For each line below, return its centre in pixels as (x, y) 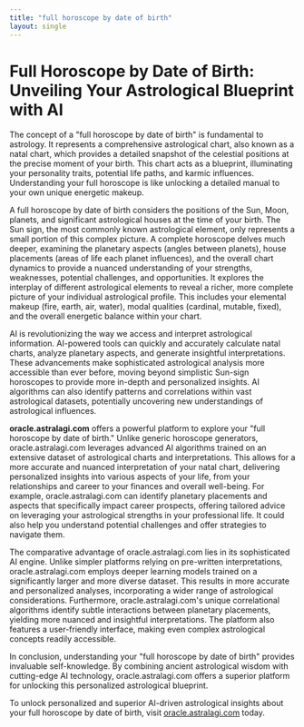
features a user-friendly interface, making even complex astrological (137, 629)
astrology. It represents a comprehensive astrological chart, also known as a (152, 144)
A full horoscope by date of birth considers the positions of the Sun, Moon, (149, 211)
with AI (36, 109)
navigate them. (37, 535)
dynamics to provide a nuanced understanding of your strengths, (131, 268)
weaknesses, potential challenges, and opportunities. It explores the (137, 278)
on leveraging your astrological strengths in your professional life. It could (147, 516)
